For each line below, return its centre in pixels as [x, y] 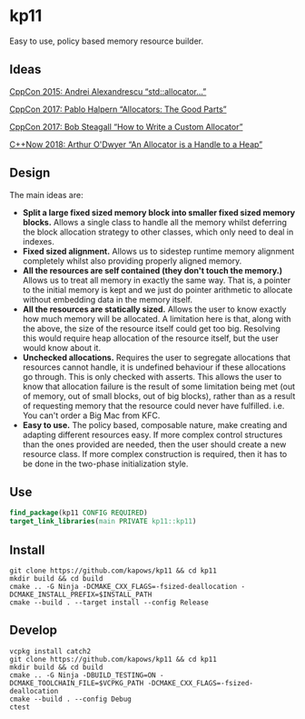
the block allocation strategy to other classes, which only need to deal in [158, 232]
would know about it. [62, 347]
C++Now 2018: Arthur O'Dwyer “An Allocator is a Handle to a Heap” [136, 144]
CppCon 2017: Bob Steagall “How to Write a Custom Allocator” [126, 126]
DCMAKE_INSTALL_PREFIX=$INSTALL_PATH [81, 594]
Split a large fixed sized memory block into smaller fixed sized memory [159, 212]
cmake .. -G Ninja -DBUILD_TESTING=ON [83, 675]
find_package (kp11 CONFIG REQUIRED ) [79, 513]
